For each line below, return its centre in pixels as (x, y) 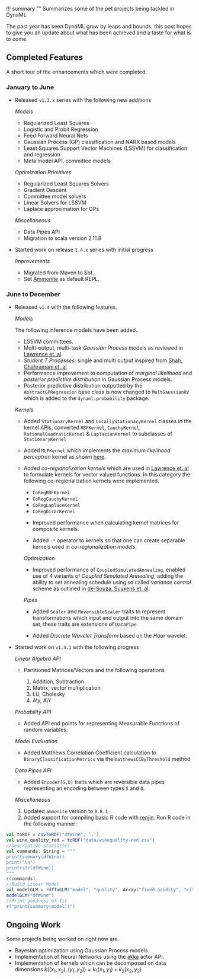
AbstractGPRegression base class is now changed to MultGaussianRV (106, 392)
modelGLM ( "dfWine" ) (30, 895)
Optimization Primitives (43, 172)
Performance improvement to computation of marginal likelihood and (108, 373)
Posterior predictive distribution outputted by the (83, 386)
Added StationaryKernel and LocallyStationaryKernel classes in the (107, 421)
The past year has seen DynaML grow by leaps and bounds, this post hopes (99, 26)
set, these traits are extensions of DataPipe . (85, 624)
